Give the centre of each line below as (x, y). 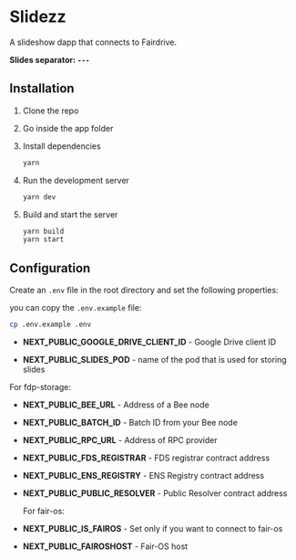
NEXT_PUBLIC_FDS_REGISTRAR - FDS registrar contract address (146, 458)
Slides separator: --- (50, 59)
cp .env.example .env (51, 325)
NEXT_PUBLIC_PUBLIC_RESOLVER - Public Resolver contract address (155, 493)
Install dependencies (62, 146)
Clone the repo (51, 111)
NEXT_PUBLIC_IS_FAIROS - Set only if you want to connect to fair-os (153, 528)
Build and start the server (70, 214)
